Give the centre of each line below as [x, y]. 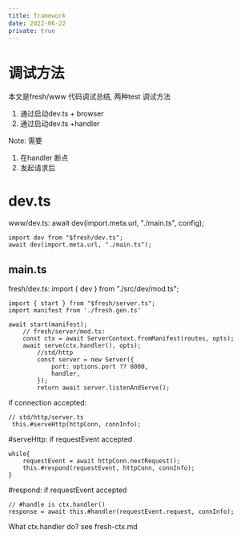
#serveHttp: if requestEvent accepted [70, 439]
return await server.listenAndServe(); [104, 388]
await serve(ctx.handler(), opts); [82, 346]
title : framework [37, 16]
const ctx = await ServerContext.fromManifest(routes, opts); [129, 339]
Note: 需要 [25, 141]
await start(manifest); [48, 325]
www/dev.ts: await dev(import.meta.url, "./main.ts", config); [106, 223]
